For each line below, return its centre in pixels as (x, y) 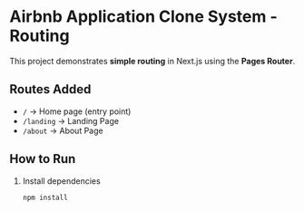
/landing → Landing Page (71, 120)
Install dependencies (62, 181)
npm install (45, 197)
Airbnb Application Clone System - (144, 17)
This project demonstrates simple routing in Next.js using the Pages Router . (152, 61)
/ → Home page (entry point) (77, 111)
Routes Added (50, 89)
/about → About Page (63, 130)
